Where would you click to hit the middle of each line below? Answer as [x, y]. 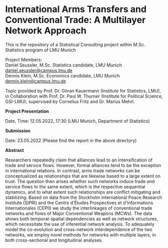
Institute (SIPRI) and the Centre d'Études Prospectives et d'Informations [79, 203]
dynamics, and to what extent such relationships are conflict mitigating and [83, 192]
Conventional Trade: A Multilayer [75, 20]
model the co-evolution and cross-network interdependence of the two [79, 229]
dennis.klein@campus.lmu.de [36, 81]
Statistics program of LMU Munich [41, 50]
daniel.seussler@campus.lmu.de [39, 70]
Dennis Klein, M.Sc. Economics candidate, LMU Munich [63, 75]
